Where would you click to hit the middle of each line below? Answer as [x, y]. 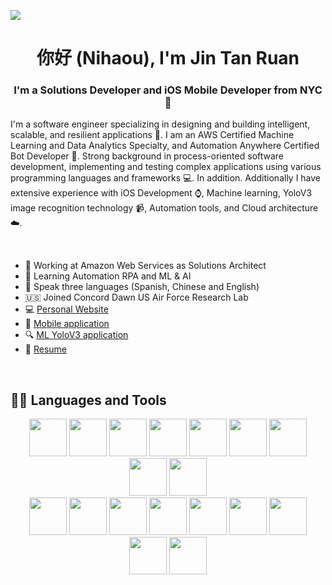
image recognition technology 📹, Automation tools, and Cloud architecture [164, 208]
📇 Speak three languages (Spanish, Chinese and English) [142, 287]
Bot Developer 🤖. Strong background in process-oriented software [147, 156]
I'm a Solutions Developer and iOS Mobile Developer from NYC [168, 90]
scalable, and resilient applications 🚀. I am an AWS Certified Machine [152, 135]
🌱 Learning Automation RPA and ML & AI [108, 276]
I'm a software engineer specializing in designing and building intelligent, [160, 124]
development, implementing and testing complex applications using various [166, 167]
